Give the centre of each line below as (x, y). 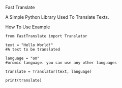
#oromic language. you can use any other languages (61, 63)
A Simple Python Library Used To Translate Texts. (57, 17)
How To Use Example (28, 27)
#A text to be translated (33, 50)
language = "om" (22, 58)
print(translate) (24, 80)
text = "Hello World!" (29, 45)
